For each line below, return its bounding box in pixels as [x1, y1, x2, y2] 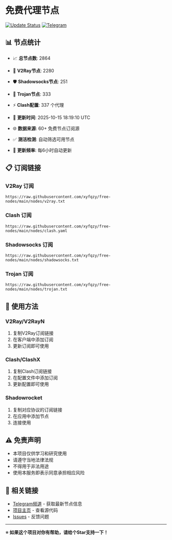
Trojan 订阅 [5, 270, 33, 277]
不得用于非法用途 [12, 463, 49, 470]
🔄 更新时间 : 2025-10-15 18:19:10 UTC [12, 114, 91, 121]
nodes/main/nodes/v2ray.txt [5, 199, 66, 204]
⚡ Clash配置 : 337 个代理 [12, 102, 64, 108]
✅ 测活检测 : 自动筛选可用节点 [12, 136, 75, 142]
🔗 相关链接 [5, 486, 38, 495]
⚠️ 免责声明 [5, 436, 41, 445]
